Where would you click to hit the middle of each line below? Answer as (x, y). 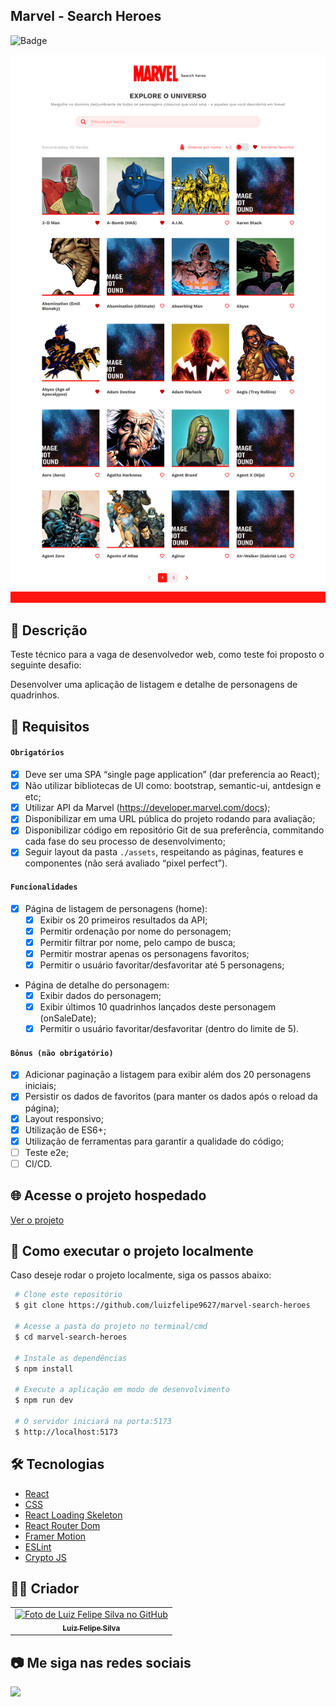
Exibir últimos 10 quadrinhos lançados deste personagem (158, 1007)
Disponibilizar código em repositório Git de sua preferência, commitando (174, 830)
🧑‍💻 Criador (45, 1588)
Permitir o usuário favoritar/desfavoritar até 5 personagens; (162, 965)
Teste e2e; (46, 1152)
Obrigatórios (37, 753)
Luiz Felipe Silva (91, 1628)
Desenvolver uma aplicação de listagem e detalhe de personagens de (154, 685)
